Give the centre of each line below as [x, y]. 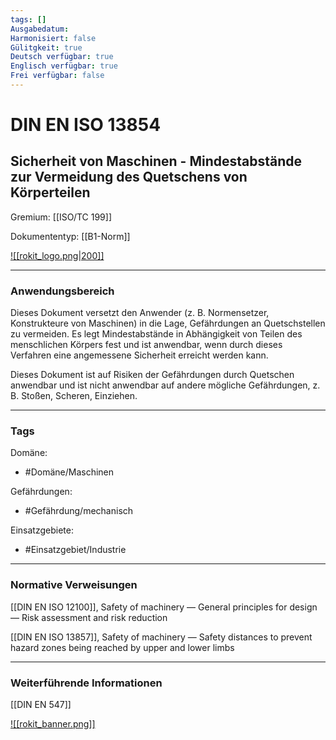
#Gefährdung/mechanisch [79, 511]
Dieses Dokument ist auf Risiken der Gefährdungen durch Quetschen [152, 375]
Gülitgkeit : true [46, 47]
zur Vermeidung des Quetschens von [129, 177]
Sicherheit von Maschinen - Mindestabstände [156, 161]
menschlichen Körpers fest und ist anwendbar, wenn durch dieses [146, 345]
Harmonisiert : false [53, 38]
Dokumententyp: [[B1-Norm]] [70, 236]
